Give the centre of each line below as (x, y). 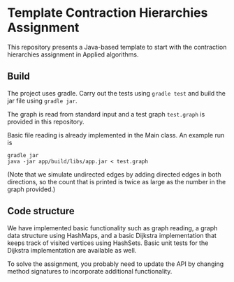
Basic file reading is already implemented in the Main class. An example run (116, 135)
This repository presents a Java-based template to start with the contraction (117, 47)
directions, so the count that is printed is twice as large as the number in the (117, 181)
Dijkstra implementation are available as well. (72, 250)
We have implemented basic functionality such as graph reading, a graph (112, 228)
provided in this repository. (46, 121)
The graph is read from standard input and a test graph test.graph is (106, 114)
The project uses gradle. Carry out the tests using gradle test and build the (116, 93)
